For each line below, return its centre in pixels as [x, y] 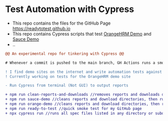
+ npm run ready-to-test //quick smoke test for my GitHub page [73, 108]
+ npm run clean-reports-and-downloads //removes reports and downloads [82, 95]
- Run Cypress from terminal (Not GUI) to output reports [67, 86]
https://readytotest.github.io [41, 28]
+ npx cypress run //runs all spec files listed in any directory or [79, 113]
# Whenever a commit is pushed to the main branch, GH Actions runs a [80, 63]
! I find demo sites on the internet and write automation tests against [84, 72]
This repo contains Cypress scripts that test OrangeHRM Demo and [82, 34]
